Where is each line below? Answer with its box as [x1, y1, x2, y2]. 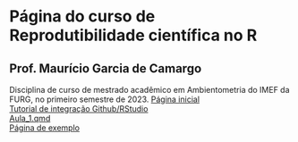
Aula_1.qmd [9, 113, 51, 123]
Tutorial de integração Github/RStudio [9, 104, 149, 113]
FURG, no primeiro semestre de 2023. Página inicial [9, 94, 200, 104]
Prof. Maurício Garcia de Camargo [9, 61, 202, 76]
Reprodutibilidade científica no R [9, 25, 258, 46]
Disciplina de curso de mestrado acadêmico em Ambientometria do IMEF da [9, 85, 290, 95]
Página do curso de [9, 6, 156, 27]
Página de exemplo [9, 122, 81, 133]
